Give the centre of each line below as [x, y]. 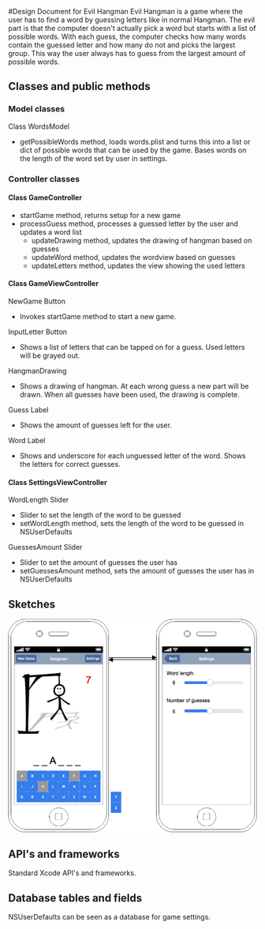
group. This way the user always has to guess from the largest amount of [127, 53]
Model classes [37, 109]
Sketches [32, 604]
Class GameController [45, 197]
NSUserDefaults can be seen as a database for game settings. [110, 917]
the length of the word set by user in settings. [93, 158]
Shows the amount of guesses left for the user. [95, 425]
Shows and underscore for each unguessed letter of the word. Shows [132, 456]
